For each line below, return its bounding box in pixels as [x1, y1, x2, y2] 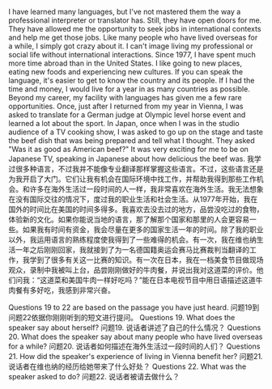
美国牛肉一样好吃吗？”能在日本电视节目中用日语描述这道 [68, 275, 257, 285]
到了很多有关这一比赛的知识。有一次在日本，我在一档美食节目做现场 [36, 255, 264, 264]
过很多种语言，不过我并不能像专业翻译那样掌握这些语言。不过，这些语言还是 [8, 164, 264, 173]
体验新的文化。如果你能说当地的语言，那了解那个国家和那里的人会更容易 [8, 214, 249, 224]
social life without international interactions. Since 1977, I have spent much [8, 50, 257, 59]
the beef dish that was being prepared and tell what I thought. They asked [8, 136, 255, 145]
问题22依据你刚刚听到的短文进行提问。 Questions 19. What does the [8, 313, 236, 322]
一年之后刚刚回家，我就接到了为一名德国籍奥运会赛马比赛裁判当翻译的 [15, 245, 249, 254]
